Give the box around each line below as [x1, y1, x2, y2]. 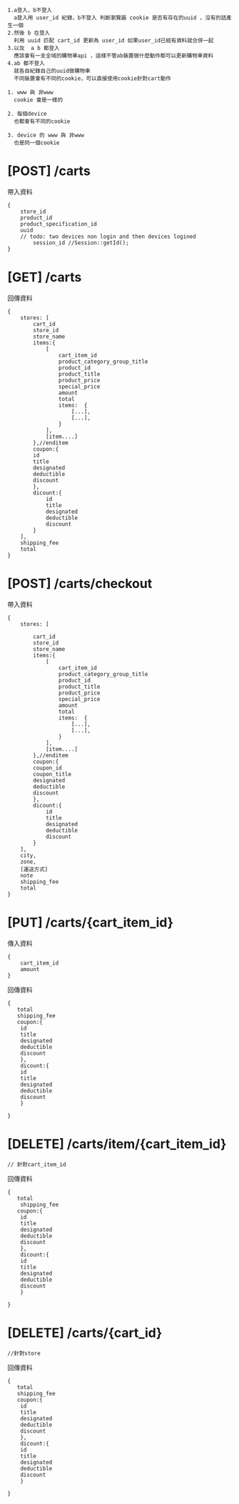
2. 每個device [7, 110, 48, 117]
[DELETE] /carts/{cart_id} [7, 1325, 163, 1341]
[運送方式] [20, 865, 49, 873]
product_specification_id [20, 220, 98, 227]
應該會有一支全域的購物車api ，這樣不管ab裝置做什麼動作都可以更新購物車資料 [14, 52, 214, 59]
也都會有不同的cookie [14, 118, 71, 125]
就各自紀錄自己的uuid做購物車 [14, 67, 91, 74]
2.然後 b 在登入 [7, 29, 51, 36]
